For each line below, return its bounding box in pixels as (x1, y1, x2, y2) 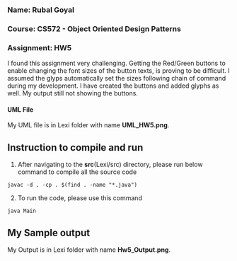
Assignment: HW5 (7, 42, 72, 52)
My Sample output (7, 226, 91, 238)
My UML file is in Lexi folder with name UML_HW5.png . (7, 121, 170, 129)
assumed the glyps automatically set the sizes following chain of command (7, 74, 226, 83)
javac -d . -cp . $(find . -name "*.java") (7, 182, 138, 189)
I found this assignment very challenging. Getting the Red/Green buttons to (7, 59, 226, 68)
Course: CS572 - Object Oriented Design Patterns (7, 23, 182, 33)
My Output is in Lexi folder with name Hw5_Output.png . (7, 245, 171, 254)
